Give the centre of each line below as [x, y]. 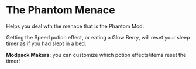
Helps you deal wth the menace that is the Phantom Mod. [75, 26]
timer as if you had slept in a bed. [46, 43]
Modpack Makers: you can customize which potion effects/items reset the [96, 55]
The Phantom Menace [61, 10]
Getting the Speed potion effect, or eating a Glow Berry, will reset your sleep [98, 37]
